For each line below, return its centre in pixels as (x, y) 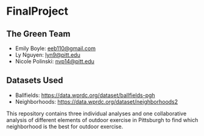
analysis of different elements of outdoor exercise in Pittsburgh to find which (102, 120)
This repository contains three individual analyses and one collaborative (97, 113)
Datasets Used (35, 81)
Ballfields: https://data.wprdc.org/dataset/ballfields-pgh (85, 95)
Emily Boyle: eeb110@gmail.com (55, 48)
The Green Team (38, 34)
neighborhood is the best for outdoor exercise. (65, 126)
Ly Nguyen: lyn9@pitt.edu (47, 55)
